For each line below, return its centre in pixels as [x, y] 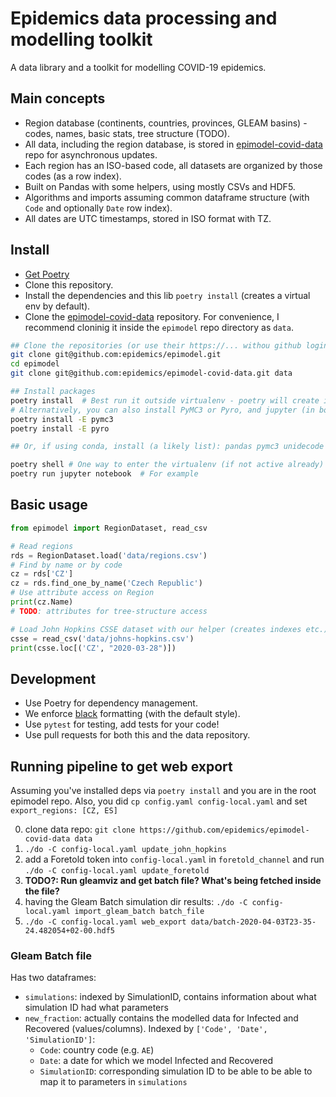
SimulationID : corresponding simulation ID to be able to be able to [176, 1071]
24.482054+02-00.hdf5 [69, 931]
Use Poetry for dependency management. [111, 703]
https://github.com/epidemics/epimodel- [224, 830]
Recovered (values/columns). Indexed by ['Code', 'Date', [146, 1029]
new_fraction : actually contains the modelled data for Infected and [161, 1018]
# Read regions [42, 546]
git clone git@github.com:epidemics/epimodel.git [116, 355]
